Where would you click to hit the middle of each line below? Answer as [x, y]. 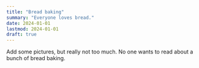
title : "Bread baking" [35, 12]
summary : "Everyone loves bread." [51, 18]
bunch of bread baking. [36, 58]
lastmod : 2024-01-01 [33, 29]
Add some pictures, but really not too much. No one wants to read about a [100, 52]
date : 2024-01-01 [28, 23]
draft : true [21, 35]
